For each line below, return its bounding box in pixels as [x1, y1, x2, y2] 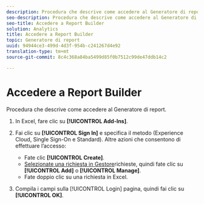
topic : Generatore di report [6, 37, 80, 43]
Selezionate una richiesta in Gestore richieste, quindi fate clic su [24, 160, 183, 168]
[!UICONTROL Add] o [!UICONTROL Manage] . [24, 166, 141, 174]
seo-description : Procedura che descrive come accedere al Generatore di [6, 15, 197, 21]
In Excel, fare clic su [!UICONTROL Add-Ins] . [15, 117, 129, 124]
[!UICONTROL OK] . [15, 191, 64, 199]
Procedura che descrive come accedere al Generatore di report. [6, 106, 167, 113]
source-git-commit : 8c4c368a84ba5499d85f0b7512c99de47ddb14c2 [6, 54, 167, 60]
